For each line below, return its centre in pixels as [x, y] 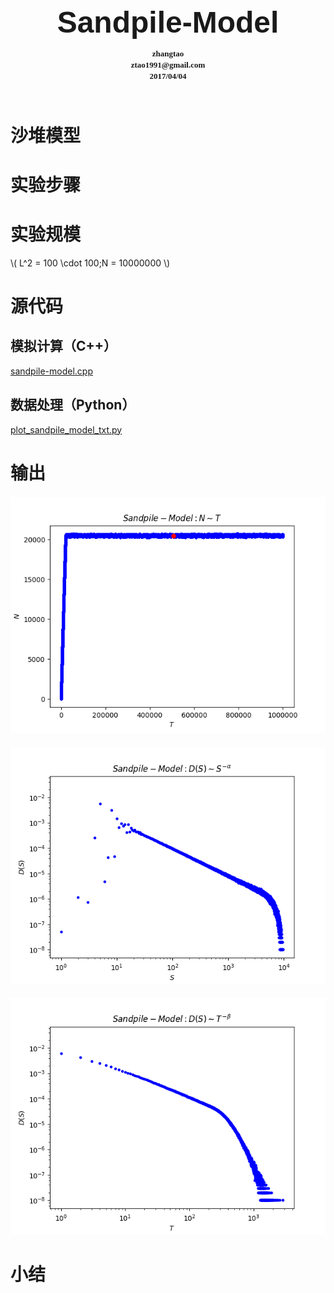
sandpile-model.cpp [52, 371]
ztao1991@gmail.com [168, 65]
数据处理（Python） [73, 405]
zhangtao [168, 53]
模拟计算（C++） [64, 346]
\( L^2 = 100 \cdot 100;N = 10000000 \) [90, 263]
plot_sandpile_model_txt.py [66, 429]
